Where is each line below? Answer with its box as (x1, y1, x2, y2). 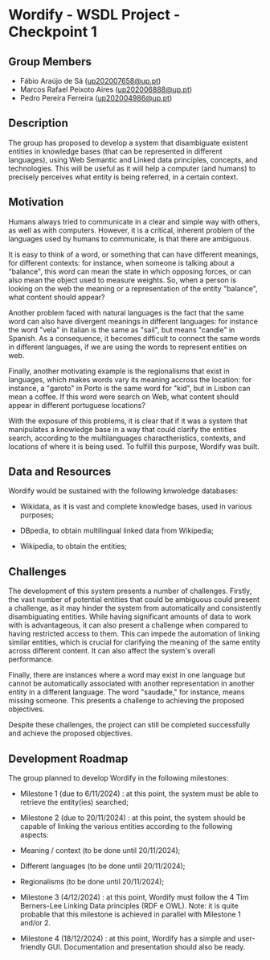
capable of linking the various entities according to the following (19, 822, 233, 831)
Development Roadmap (8, 752, 129, 765)
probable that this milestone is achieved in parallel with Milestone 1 (19, 909, 241, 919)
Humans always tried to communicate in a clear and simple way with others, (8, 216, 260, 226)
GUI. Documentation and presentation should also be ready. (47, 942, 246, 952)
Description (8, 117, 68, 130)
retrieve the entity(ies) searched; (19, 797, 129, 807)
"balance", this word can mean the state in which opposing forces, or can (8, 266, 252, 276)
